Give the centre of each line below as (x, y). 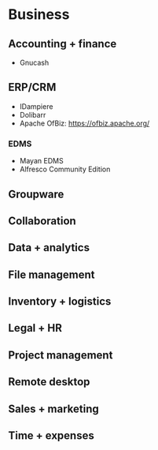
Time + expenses (51, 436)
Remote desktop (49, 382)
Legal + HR (35, 328)
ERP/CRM (32, 87)
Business (39, 15)
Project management (61, 355)
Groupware (36, 194)
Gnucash (34, 62)
